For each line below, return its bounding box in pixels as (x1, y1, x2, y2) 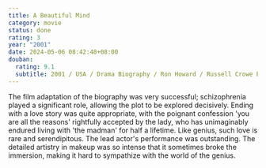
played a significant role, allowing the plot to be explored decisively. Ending (8, 100, 254, 110)
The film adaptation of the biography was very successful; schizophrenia (8, 91, 247, 101)
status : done (8, 26, 51, 34)
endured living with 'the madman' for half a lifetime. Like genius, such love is (8, 125, 258, 135)
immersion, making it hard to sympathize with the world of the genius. (8, 151, 236, 160)
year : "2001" (8, 41, 51, 49)
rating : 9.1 (15, 63, 55, 71)
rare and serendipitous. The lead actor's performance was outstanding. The (8, 133, 256, 143)
